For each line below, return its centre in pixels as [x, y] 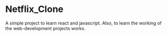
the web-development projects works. [45, 28]
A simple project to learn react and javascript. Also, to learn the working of [83, 23]
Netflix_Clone [34, 9]
